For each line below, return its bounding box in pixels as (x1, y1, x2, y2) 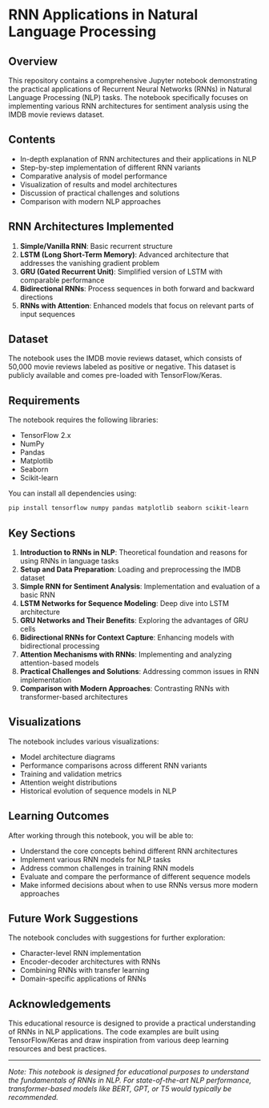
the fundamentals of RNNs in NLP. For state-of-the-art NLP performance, (8, 1075, 252, 1086)
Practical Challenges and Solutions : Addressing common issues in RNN (19, 666, 259, 676)
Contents (8, 133, 56, 147)
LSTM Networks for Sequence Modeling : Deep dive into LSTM (19, 598, 230, 608)
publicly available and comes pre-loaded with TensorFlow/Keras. (8, 371, 223, 380)
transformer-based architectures (19, 692, 128, 701)
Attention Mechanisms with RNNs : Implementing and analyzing (19, 649, 232, 659)
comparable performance (19, 275, 105, 285)
